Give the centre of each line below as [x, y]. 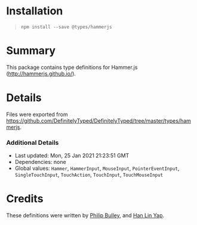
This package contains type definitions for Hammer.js [72, 67]
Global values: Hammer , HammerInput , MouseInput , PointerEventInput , [97, 168]
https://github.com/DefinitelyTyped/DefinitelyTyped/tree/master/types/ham [98, 120]
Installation [35, 11]
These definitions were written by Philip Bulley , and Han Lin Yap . [85, 215]
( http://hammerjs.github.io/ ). [41, 74]
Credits [25, 199]
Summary [31, 51]
